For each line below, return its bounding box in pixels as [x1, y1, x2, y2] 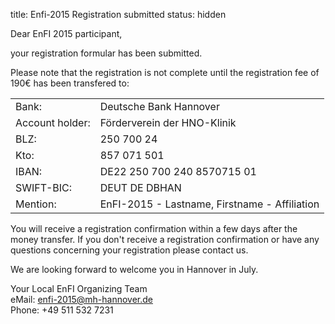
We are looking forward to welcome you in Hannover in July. [10, 264, 259, 275]
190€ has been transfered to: [10, 77, 130, 89]
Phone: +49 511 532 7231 [10, 304, 114, 316]
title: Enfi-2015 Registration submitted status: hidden [10, 9, 227, 20]
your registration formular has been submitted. [10, 47, 203, 59]
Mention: [15, 197, 57, 211]
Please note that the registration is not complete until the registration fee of [10, 67, 320, 78]
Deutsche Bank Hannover [99, 100, 220, 113]
